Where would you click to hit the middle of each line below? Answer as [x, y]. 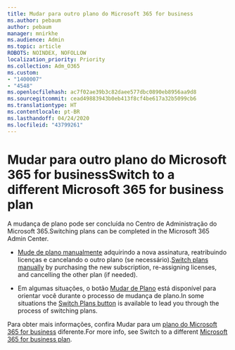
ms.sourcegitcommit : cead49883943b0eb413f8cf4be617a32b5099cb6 [102, 99]
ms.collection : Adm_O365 [44, 66]
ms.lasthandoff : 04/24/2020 [49, 118]
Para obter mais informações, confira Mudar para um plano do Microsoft [112, 325]
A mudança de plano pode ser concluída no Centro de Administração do [112, 224]
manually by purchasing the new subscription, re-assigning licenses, [117, 267]
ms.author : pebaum [34, 20]
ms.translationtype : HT [42, 105]
